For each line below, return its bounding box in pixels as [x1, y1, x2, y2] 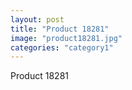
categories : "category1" [10, 42, 114, 53]
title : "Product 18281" [10, 24, 110, 34]
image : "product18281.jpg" [10, 33, 123, 43]
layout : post [10, 14, 65, 25]
